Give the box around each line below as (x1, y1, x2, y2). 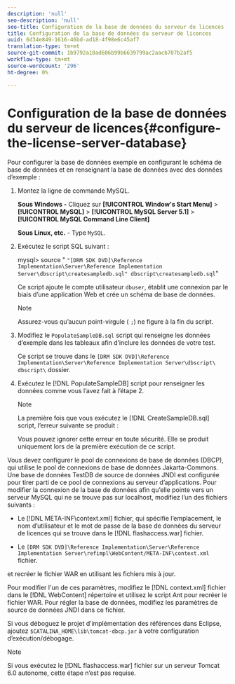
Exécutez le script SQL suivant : (17, 242, 109, 251)
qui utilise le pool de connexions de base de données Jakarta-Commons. (7, 463, 219, 472)
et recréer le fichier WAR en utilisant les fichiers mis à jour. (7, 570, 176, 578)
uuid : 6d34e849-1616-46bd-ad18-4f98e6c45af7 (7, 36, 140, 43)
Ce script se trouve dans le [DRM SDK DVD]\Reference (17, 352, 170, 361)
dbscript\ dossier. (17, 366, 71, 374)
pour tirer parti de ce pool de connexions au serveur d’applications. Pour (7, 478, 217, 487)
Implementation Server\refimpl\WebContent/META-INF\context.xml (17, 550, 210, 557)
